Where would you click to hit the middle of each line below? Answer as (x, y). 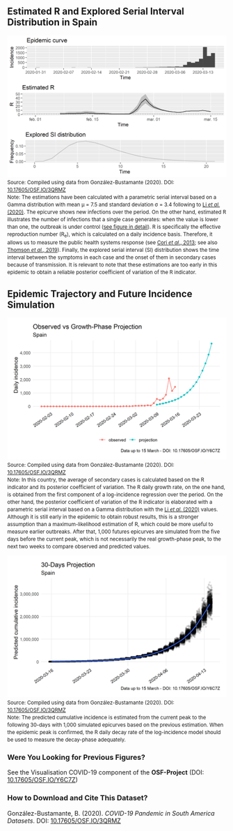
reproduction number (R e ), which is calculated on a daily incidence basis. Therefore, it (110, 235)
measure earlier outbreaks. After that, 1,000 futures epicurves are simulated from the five (114, 532)
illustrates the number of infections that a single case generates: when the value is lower (113, 220)
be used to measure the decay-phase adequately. (67, 740)
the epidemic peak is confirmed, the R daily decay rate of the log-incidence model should (114, 732)
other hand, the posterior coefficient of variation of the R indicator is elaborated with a (110, 502)
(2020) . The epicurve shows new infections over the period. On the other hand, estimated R (117, 212)
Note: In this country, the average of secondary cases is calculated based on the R (106, 480)
